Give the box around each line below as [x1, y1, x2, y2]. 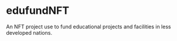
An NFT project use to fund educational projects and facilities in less [6, 23, 171, 30]
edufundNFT [6, 4, 69, 17]
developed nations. [6, 29, 53, 36]
